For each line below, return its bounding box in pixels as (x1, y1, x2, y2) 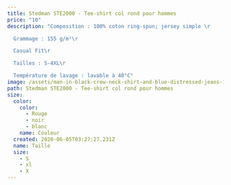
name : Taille (13, 142, 51, 149)
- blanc (25, 123, 48, 130)
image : (7, 79, 26, 86)
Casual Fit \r (13, 47, 51, 55)
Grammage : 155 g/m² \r (13, 35, 78, 42)
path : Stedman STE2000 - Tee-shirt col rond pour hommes (7, 85, 174, 92)
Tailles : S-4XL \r (13, 60, 67, 67)
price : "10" (7, 16, 41, 23)
